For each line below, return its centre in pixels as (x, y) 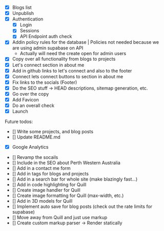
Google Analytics (30, 147)
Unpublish (23, 13)
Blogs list (22, 7)
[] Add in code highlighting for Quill (49, 185)
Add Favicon (26, 99)
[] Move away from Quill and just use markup (60, 218)
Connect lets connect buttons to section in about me (68, 76)
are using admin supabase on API (48, 48)
